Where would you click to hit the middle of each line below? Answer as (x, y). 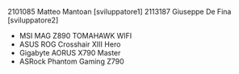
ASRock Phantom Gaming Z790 (71, 61)
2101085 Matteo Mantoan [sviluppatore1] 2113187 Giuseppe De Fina (119, 12)
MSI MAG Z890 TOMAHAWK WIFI (75, 36)
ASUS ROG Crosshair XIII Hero (70, 44)
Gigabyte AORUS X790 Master (70, 53)
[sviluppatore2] (33, 20)
